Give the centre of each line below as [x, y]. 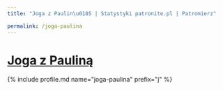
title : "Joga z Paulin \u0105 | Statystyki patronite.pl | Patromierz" [112, 13]
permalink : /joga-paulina [45, 26]
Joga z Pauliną [51, 60]
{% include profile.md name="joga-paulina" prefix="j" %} [90, 80]
